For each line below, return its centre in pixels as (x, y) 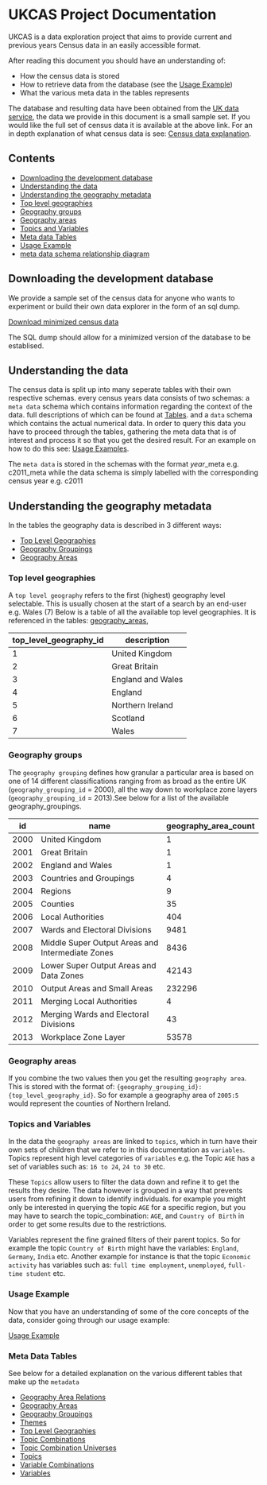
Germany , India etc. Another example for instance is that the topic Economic (130, 1257)
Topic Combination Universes (68, 1448)
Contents (32, 159)
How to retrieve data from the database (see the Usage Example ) (126, 84)
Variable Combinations (57, 1464)
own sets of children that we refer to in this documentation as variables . (127, 1150)
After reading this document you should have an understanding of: (117, 60)
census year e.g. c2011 (46, 481)
